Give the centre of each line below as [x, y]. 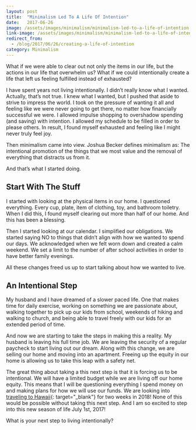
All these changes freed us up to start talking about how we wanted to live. [96, 267]
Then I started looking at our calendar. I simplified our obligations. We [90, 231]
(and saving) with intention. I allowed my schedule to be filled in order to [93, 121]
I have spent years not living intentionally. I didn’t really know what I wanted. [97, 90]
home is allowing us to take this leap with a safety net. [71, 361]
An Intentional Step [42, 285]
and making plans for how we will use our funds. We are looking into [88, 391]
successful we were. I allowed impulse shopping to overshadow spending [95, 115]
